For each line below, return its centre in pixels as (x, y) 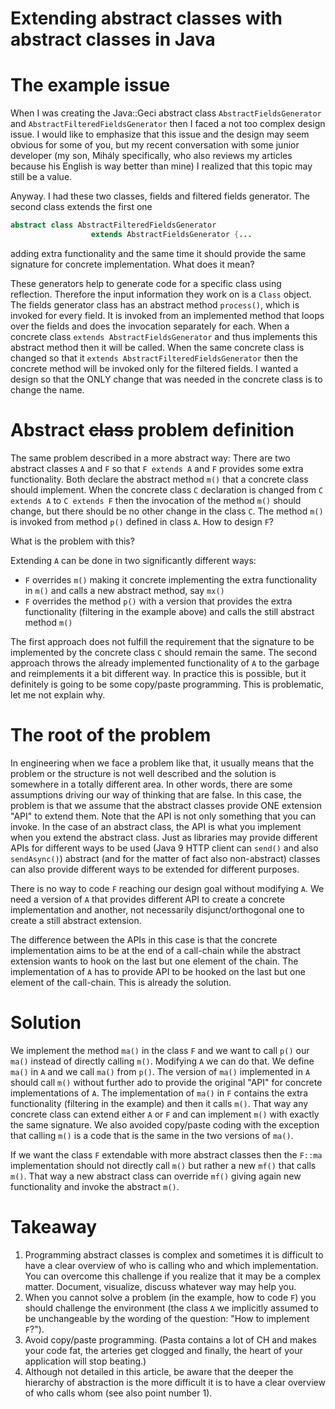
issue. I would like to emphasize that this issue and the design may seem (160, 134)
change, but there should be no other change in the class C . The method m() (167, 511)
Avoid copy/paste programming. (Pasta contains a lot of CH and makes (170, 1339)
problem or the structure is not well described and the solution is (143, 773)
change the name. (47, 389)
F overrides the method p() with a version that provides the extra (158, 601)
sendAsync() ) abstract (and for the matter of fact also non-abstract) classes (165, 858)
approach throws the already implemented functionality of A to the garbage (165, 663)
